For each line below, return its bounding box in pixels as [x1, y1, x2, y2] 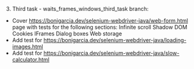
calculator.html [12, 56, 50, 63]
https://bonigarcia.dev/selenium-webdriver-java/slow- [43, 49, 180, 57]
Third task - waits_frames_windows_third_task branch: [12, 5, 149, 12]
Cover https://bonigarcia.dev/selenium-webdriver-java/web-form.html [12, 17, 189, 24]
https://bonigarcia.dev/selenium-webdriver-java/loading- [43, 37, 187, 43]
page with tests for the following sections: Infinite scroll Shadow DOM [12, 24, 188, 31]
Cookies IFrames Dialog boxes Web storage [12, 30, 122, 37]
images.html [12, 43, 43, 50]
